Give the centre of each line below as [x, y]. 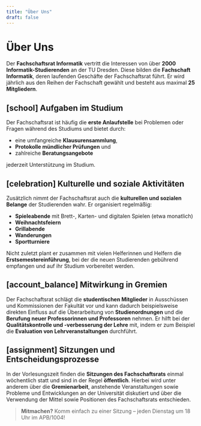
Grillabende [30, 229]
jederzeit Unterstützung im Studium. [51, 165]
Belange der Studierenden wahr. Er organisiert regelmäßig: [79, 205]
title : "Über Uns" [29, 12]
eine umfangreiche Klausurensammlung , [66, 140]
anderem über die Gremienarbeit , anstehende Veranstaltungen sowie [92, 386]
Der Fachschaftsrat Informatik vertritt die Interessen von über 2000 [91, 64]
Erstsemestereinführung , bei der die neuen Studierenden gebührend [92, 260]
